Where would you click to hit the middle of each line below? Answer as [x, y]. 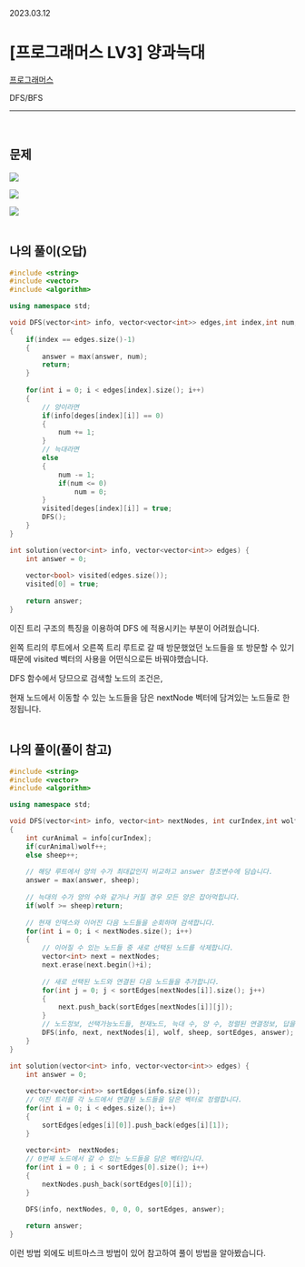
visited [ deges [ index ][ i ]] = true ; [107, 508]
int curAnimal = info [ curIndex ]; [89, 838]
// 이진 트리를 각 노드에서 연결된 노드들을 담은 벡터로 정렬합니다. [134, 1100]
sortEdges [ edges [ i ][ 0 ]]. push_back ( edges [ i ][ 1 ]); [136, 1125]
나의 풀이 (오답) [49, 251]
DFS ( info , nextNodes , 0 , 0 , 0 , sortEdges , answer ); [125, 1209]
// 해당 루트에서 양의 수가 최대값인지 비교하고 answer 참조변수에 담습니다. [149, 872]
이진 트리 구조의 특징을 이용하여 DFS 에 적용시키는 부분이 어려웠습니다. [135, 628]
